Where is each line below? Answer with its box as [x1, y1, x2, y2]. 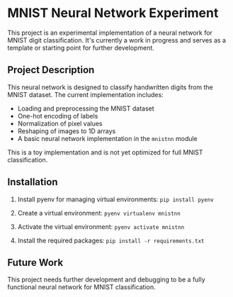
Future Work [7, 257, 64, 269]
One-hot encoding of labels [17, 111, 98, 120]
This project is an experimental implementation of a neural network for [7, 28, 212, 37]
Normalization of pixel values [17, 119, 103, 128]
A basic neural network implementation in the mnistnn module [17, 134, 198, 142]
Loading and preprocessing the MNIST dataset [17, 104, 154, 113]
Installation [7, 176, 58, 189]
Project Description [7, 64, 95, 76]
